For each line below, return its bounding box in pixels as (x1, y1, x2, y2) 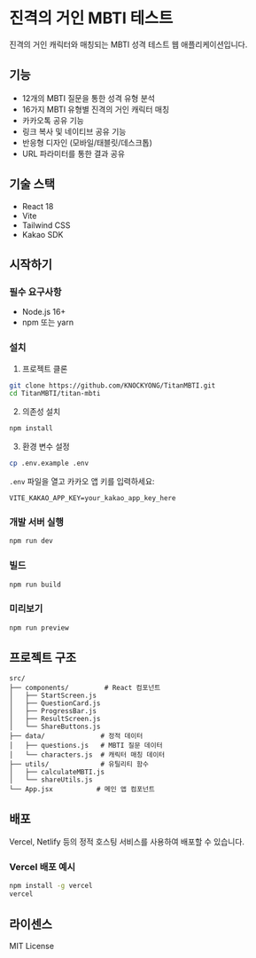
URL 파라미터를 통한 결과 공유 (21, 148, 126, 159)
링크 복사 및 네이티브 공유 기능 (21, 126, 127, 137)
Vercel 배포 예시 (9, 861, 75, 874)
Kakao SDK (21, 229, 64, 239)
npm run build (9, 580, 62, 589)
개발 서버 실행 (9, 515, 65, 528)
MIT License (9, 941, 55, 952)
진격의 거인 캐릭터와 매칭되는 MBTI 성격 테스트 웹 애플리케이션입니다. (9, 39, 248, 50)
